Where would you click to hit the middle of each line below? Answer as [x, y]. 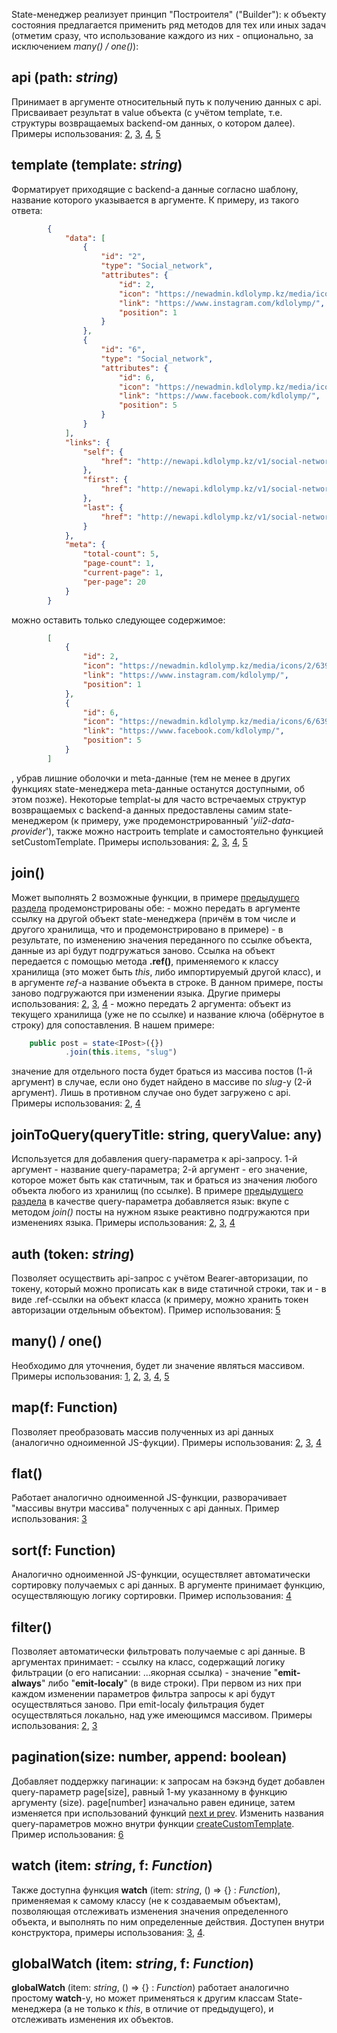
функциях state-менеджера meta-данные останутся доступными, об [158, 788]
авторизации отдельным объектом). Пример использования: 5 [146, 1310]
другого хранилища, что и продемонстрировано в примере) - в [147, 929]
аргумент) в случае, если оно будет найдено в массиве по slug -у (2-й [162, 1082]
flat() [27, 1473]
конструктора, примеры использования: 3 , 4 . [108, 1932]
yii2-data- [273, 820]
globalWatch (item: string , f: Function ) [132, 1964]
